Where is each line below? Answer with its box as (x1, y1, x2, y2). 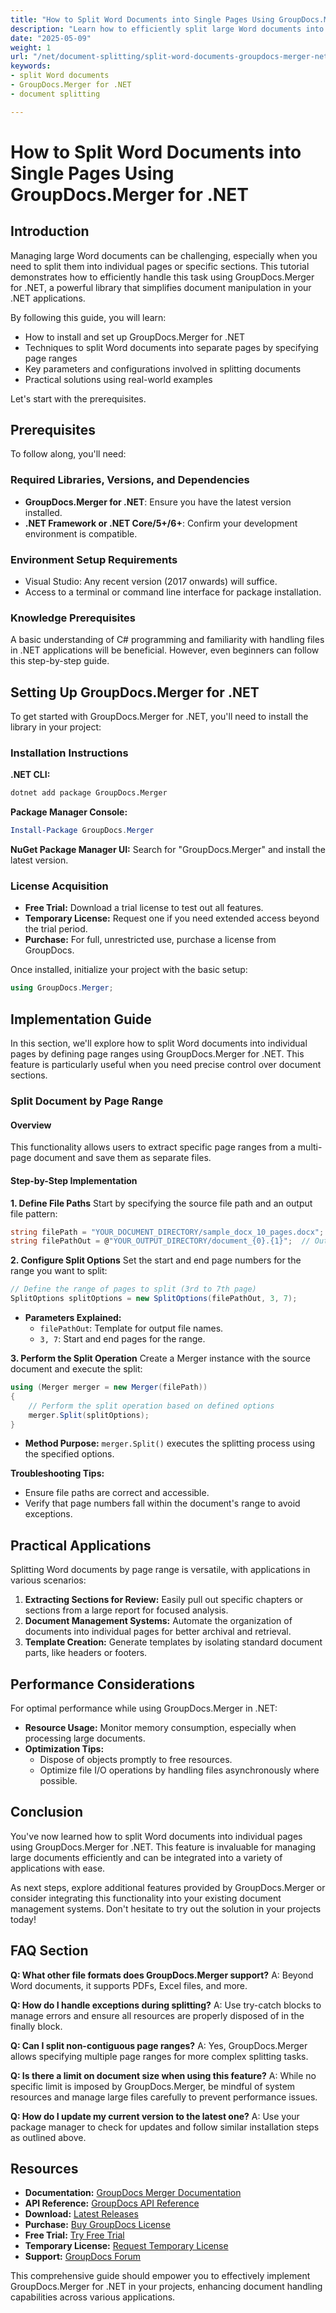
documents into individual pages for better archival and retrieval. (24, 1626, 292, 1638)
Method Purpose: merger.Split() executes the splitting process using (24, 1437, 316, 1450)
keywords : (10, 61, 52, 71)
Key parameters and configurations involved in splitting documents (24, 362, 302, 375)
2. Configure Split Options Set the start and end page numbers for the (10, 1254, 302, 1266)
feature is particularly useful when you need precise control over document (10, 1059, 322, 1071)
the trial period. (24, 923, 88, 935)
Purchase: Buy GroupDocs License (24, 2219, 171, 2231)
